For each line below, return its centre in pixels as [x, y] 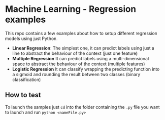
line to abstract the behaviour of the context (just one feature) [75, 53]
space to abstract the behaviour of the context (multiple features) [79, 64]
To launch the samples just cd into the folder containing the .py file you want [82, 107]
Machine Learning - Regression [71, 9]
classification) [26, 80]
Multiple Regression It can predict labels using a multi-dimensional [81, 58]
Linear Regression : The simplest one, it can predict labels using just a [83, 48]
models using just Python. [32, 39]
